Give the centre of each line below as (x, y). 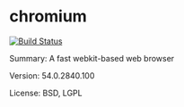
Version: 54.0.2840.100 (52, 75)
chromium (48, 16)
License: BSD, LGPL (46, 93)
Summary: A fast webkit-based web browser (92, 58)
